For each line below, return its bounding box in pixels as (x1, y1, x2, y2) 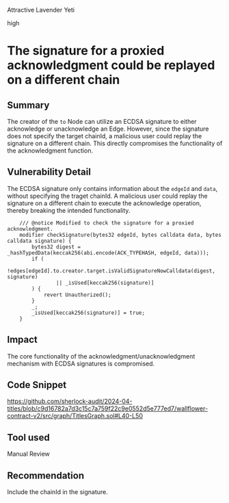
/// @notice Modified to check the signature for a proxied (19, 219, 194, 227)
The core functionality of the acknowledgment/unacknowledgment (7, 352, 196, 360)
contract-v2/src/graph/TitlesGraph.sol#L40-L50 (7, 412, 144, 420)
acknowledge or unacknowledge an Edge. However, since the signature (7, 125, 209, 133)
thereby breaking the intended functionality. (7, 206, 131, 214)
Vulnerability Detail (7, 166, 91, 178)
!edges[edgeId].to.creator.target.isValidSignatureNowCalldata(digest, (7, 267, 215, 274)
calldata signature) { (7, 237, 72, 244)
